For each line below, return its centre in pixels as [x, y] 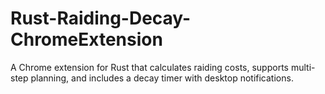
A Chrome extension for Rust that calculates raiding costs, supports [149, 67]
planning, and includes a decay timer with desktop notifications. [162, 78]
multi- [303, 67]
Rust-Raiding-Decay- [101, 18]
